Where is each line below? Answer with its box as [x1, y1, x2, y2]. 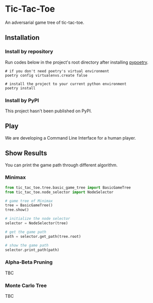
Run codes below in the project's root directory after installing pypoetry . [5, 59, 149, 65]
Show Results [5, 149, 47, 158]
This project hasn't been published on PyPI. [5, 108, 92, 114]
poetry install [5, 86, 36, 90]
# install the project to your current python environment [5, 81, 127, 86]
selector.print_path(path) [5, 247, 60, 252]
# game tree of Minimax [5, 198, 53, 203]
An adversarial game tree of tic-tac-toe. [5, 19, 85, 25]
